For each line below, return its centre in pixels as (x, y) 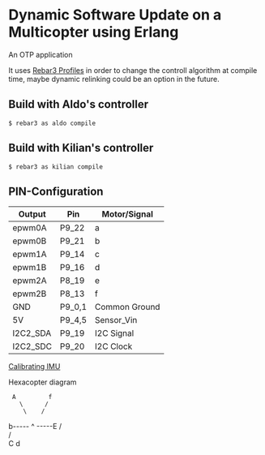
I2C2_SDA (32, 333)
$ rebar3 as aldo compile (52, 123)
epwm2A (30, 281)
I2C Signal (114, 333)
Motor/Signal (128, 214)
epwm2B (30, 294)
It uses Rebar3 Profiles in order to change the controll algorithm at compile (133, 70)
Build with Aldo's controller (79, 104)
